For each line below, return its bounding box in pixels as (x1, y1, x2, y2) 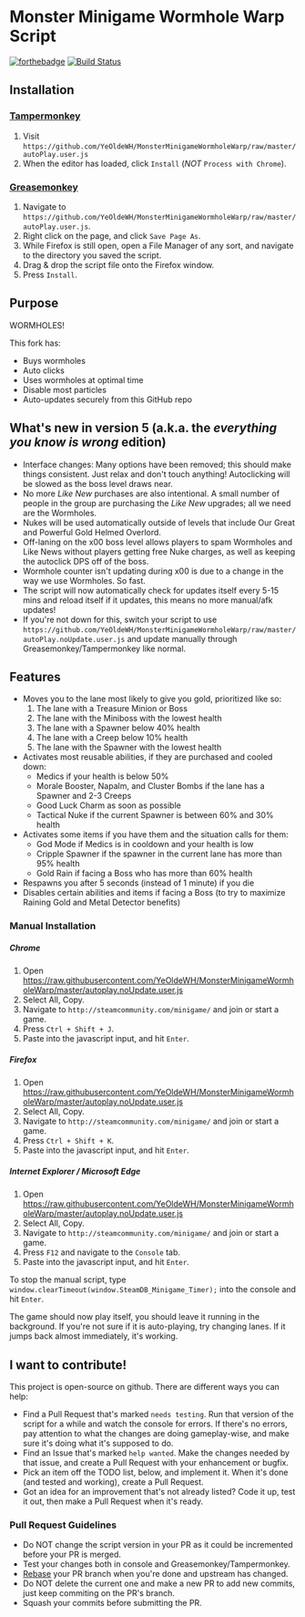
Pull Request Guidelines (9, 1519, 117, 1531)
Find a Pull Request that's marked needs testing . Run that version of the (22, 1409, 294, 1419)
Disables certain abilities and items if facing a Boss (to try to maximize (22, 887, 286, 898)
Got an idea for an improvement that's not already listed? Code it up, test (22, 1487, 296, 1497)
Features (9, 669, 61, 685)
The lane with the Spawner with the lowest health (36, 741, 222, 753)
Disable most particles (22, 384, 107, 395)
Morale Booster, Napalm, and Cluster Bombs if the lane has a (36, 781, 266, 792)
